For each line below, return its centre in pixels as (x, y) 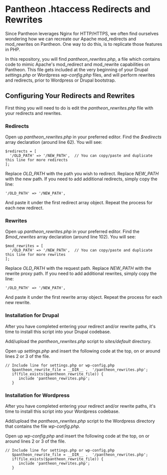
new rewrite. (18, 303)
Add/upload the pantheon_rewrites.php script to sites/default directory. (79, 341)
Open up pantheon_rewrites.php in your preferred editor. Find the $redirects (83, 137)
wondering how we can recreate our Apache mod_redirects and (71, 39)
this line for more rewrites (35, 255)
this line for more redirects (37, 160)
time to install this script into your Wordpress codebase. (63, 411)
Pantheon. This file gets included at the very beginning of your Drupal (77, 69)
